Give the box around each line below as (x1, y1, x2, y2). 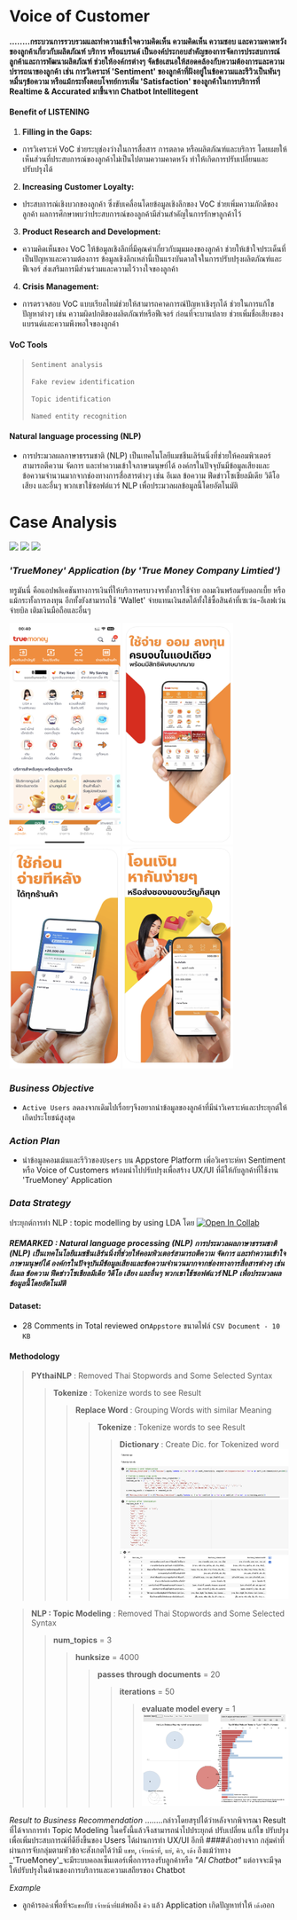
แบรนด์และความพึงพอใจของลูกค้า (21, 317, 120, 329)
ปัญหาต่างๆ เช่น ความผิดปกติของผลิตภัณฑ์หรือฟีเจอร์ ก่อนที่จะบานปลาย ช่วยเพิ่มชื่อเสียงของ (21, 308, 284, 318)
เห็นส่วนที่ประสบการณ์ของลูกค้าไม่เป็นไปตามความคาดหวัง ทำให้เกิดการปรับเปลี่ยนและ (21, 153, 269, 164)
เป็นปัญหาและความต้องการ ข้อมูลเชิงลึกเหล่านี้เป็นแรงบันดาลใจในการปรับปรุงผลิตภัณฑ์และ (21, 253, 282, 263)
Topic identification (30, 395, 111, 404)
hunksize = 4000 (74, 1651, 140, 1662)
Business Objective (9, 1082, 95, 1094)
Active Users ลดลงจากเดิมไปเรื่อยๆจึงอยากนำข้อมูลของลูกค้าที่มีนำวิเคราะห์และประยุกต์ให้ (21, 1101, 288, 1112)
